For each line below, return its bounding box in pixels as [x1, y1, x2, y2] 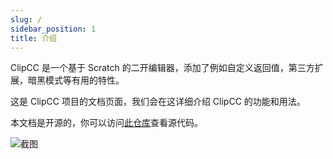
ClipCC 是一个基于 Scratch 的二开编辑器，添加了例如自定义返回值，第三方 [10, 62, 315, 74]
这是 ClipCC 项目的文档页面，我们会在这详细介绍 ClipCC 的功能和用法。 [10, 96, 306, 108]
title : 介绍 [10, 33, 57, 43]
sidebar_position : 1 [10, 24, 97, 34]
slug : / [10, 14, 43, 25]
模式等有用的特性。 [44, 74, 125, 86]
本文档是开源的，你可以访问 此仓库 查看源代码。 [10, 117, 203, 129]
